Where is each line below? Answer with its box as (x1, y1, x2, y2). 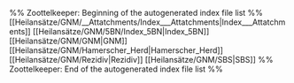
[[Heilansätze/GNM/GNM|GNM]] (9, 35, 128, 46)
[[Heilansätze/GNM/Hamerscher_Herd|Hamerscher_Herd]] (9, 45, 223, 56)
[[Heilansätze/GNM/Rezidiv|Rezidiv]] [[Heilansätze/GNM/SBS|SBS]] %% (9, 55, 274, 64)
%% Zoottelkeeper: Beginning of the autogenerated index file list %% (9, 8, 264, 18)
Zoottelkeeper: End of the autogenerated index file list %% (9, 64, 223, 74)
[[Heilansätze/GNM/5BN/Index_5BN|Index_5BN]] (32, 26, 210, 36)
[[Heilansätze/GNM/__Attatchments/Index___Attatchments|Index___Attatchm (9, 17, 286, 27)
